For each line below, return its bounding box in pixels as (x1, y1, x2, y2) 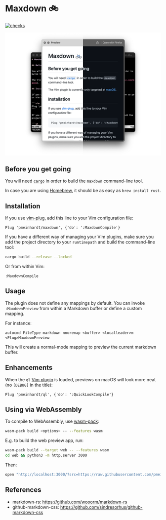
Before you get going (5, 165, 71, 173)
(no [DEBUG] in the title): (5, 382, 53, 388)
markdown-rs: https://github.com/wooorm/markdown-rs (12, 499, 127, 505)
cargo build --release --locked (5, 254, 72, 260)
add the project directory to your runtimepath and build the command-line (5, 239, 156, 245)
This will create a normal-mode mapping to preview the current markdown (5, 344, 157, 350)
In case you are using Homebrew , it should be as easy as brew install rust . (5, 188, 161, 194)
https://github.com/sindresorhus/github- (60, 504, 143, 510)
